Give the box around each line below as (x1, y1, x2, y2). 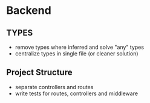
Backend (6, 4, 51, 17)
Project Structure (6, 67, 73, 78)
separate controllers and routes (15, 83, 94, 90)
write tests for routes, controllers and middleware (15, 90, 138, 97)
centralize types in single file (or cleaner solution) (15, 50, 139, 57)
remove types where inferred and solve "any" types (15, 43, 144, 51)
